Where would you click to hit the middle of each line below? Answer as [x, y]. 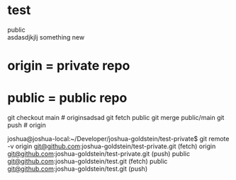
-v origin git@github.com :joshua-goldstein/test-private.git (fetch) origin [112, 146]
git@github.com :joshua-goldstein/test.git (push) [77, 169]
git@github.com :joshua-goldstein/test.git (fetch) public [88, 162]
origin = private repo [69, 66]
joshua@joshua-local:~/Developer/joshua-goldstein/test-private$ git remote [118, 139]
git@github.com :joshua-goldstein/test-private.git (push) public [99, 154]
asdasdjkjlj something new [46, 37]
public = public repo [67, 98]
